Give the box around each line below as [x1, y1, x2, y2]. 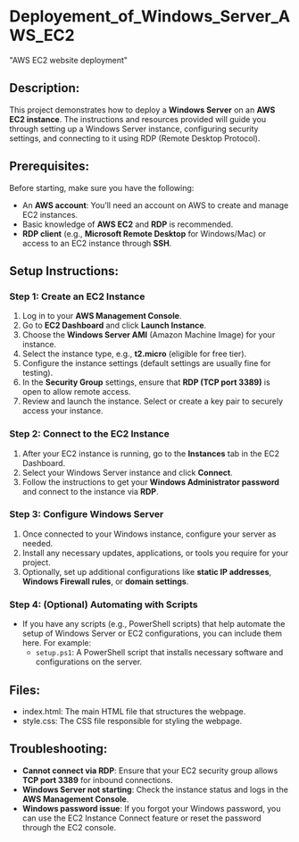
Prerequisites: [9, 159, 89, 174]
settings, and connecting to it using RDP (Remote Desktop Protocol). [9, 132, 261, 144]
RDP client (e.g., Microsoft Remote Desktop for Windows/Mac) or [21, 228, 266, 238]
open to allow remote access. [21, 387, 131, 397]
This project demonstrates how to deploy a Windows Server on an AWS [9, 104, 276, 115]
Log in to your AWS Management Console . [21, 311, 182, 321]
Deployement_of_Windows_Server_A [9, 6, 291, 27]
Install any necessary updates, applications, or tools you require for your [21, 547, 288, 558]
